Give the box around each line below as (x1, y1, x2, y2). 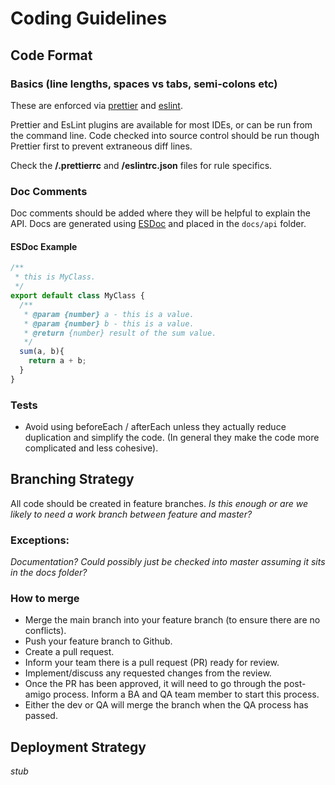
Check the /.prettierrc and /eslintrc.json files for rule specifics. (10, 159, 273, 171)
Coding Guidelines (10, 7, 168, 30)
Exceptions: (10, 533, 70, 547)
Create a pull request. (24, 646, 115, 658)
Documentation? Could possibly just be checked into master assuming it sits (10, 556, 326, 568)
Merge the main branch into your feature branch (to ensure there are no (24, 614, 321, 626)
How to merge (10, 592, 80, 606)
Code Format (10, 47, 93, 64)
